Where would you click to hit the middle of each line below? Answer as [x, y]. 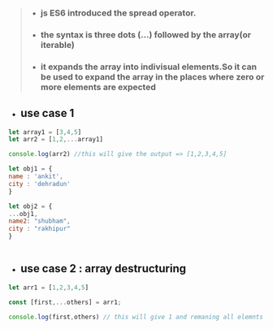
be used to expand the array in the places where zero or [152, 76]
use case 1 [47, 113]
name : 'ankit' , [36, 177]
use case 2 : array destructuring [103, 268]
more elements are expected [98, 87]
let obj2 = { [30, 206]
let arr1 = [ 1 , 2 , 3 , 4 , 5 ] [49, 288]
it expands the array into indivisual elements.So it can [149, 67]
